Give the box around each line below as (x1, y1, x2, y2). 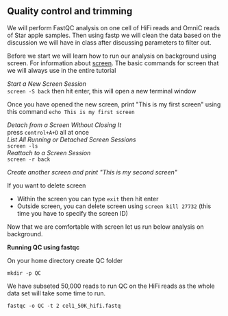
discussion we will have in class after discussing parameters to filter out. (7, 38, 212, 47)
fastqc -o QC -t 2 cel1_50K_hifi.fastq (7, 302, 121, 309)
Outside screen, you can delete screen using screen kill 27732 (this (16, 202, 212, 210)
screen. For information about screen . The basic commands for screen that (7, 58, 219, 67)
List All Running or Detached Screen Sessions (7, 135, 136, 144)
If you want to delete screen (7, 181, 86, 190)
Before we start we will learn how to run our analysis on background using (7, 52, 217, 60)
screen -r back (7, 156, 51, 163)
